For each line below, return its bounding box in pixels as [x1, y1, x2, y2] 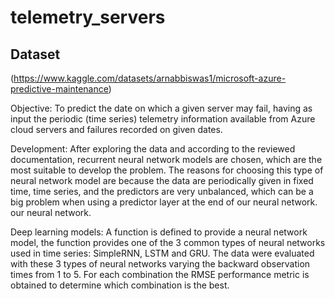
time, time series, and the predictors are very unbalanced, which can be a [10, 186, 314, 197]
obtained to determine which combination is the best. [10, 279, 230, 291]
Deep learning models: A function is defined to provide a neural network [10, 226, 308, 238]
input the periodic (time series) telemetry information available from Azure [10, 113, 316, 125]
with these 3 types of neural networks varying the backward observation [10, 258, 311, 270]
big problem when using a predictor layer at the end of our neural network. [10, 196, 318, 208]
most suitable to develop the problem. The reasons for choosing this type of [10, 164, 324, 176]
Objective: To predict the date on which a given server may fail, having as [10, 102, 313, 114]
